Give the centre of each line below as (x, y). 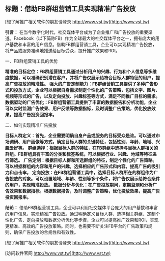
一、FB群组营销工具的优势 (31, 61)
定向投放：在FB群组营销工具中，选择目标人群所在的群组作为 (93, 172)
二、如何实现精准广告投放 (31, 125)
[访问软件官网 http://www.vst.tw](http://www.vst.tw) (58, 253)
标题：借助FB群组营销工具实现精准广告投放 (70, 9)
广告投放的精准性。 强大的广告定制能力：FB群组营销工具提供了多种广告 (81, 84)
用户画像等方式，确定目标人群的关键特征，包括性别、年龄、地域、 (89, 141)
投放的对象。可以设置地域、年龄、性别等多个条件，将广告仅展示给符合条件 (84, 178)
